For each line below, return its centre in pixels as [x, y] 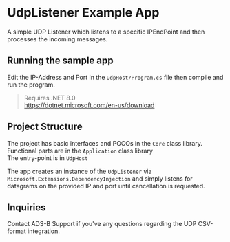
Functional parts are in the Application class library [80, 151]
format [17, 231]
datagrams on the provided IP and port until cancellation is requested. [106, 186]
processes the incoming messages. [57, 38]
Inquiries [27, 207]
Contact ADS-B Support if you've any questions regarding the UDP [102, 224]
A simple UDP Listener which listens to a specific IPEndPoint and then [106, 32]
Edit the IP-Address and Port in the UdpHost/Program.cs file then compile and [115, 77]
